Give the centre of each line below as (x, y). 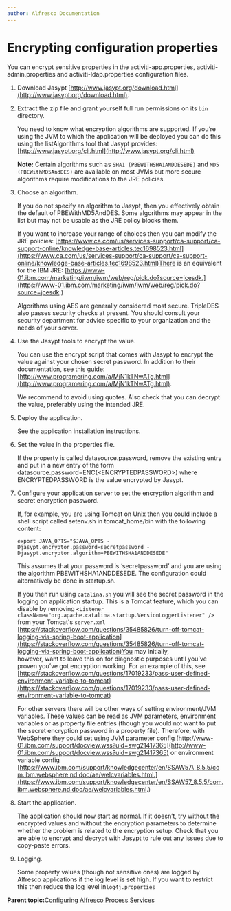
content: (29, 528)
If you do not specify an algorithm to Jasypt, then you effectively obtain (118, 206)
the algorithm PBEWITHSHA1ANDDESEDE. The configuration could (112, 573)
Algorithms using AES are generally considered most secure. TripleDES (118, 306)
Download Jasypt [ (44, 88)
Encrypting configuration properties (113, 47)
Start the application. (47, 802)
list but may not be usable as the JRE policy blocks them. (98, 220)
